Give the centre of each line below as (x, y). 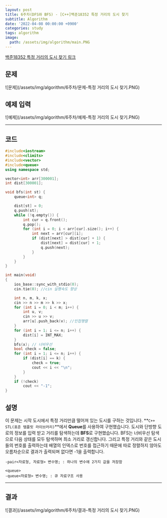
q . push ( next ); (55, 247)
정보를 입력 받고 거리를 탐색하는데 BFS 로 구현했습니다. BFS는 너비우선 (82, 433)
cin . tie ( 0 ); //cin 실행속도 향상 (45, 289)
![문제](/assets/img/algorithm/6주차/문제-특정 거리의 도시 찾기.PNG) (73, 87)
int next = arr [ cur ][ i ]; (57, 234)
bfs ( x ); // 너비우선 (33, 345)
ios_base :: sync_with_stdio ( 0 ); (46, 285)
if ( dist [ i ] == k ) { (44, 358)
